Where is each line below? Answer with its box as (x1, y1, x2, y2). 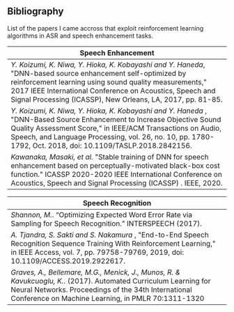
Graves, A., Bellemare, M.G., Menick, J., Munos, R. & (10, 267, 181, 277)
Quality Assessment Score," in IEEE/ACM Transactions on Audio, (10, 123, 221, 133)
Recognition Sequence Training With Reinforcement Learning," (10, 238, 216, 248)
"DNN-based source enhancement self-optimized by (10, 68, 187, 78)
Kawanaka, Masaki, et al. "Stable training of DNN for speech (10, 152, 209, 162)
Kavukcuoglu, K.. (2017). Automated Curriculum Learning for (10, 276, 211, 286)
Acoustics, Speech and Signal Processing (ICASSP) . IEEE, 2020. (10, 178, 223, 187)
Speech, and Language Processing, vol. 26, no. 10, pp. (10, 132, 190, 141)
